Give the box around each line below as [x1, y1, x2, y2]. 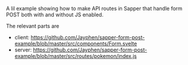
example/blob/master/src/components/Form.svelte [14, 40, 137, 47]
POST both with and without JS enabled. [6, 11, 104, 18]
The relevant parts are [6, 23, 60, 29]
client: [14, 34, 30, 40]
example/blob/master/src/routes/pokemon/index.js [14, 53, 137, 59]
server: [14, 46, 32, 53]
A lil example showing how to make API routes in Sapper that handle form [6, 5, 183, 12]
